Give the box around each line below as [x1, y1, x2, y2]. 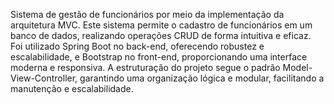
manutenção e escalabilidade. [10, 83, 134, 94]
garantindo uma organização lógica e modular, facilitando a [79, 72, 325, 84]
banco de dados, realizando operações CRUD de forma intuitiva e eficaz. [10, 30, 312, 41]
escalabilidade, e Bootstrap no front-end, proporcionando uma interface [10, 51, 308, 63]
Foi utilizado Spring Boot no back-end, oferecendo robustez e [10, 40, 265, 52]
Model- [282, 62, 313, 73]
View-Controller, [10, 72, 78, 84]
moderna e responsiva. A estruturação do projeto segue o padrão [10, 62, 281, 73]
